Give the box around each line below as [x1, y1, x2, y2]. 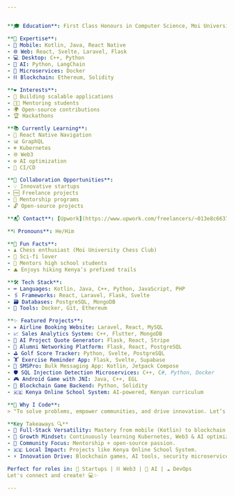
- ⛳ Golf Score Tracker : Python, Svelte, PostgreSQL [7, 350, 165, 356]
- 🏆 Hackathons [7, 112, 54, 119]
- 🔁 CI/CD [7, 164, 36, 171]
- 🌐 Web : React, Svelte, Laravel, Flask [7, 48, 127, 55]
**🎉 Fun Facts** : [7, 240, 58, 248]
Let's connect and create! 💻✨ [7, 472, 99, 479]
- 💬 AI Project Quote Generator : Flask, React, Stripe [7, 336, 170, 344]
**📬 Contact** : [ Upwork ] [7, 215, 82, 222]
